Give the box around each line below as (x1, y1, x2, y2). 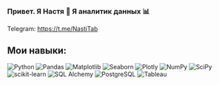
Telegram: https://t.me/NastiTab (7, 25, 98, 33)
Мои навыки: (7, 45, 67, 56)
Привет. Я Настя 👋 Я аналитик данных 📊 (7, 6, 150, 16)
